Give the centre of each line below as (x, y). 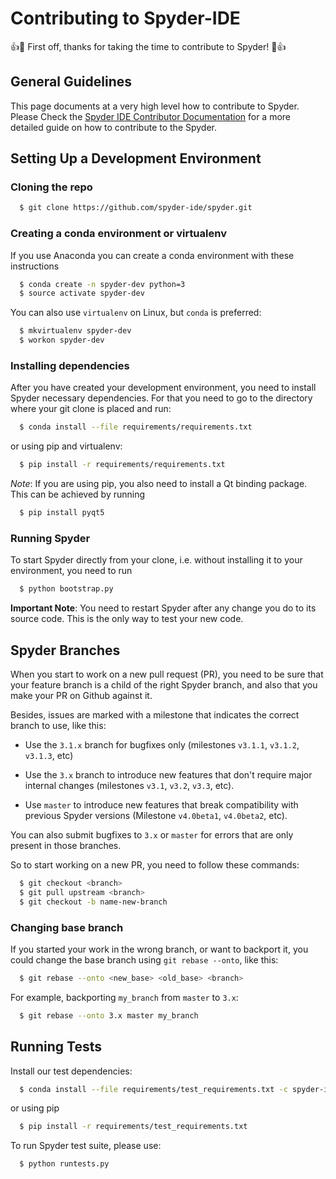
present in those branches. (66, 846)
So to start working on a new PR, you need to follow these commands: (155, 865)
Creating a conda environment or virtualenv (118, 234)
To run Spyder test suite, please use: (86, 1146)
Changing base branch (67, 927)
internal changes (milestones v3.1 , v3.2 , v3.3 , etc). (129, 786)
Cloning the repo (51, 187)
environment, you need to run (71, 571)
